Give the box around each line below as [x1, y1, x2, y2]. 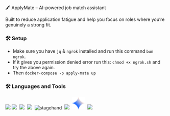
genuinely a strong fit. [5, 22, 52, 27]
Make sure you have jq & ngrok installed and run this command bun [12, 48, 154, 54]
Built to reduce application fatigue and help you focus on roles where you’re [5, 16, 165, 22]
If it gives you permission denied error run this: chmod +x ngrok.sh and [12, 59, 161, 65]
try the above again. [12, 65, 55, 71]
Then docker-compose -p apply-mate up [12, 70, 96, 76]
